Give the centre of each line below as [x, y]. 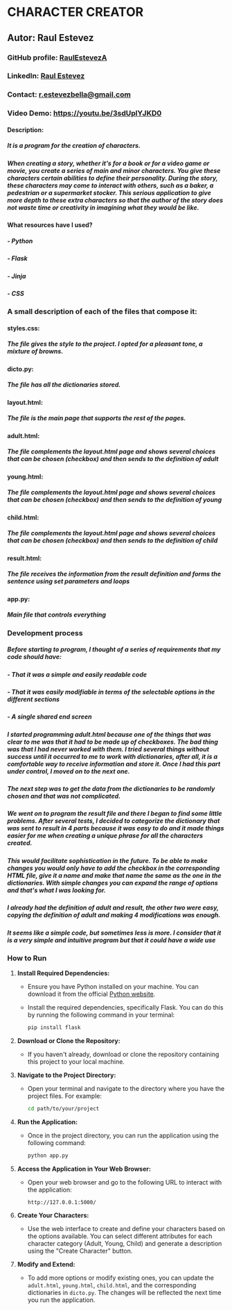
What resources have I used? [50, 225]
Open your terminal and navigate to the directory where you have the [126, 1089]
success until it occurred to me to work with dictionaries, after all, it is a [113, 756]
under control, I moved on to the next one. [69, 771]
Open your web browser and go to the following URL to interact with [125, 1182]
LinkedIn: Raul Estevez [46, 76]
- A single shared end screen [50, 717]
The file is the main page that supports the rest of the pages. [97, 418]
